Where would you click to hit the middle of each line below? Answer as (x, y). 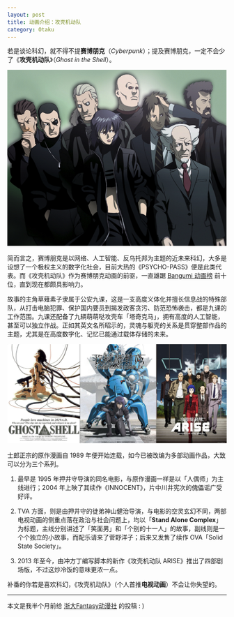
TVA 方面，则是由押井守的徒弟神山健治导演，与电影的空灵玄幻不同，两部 (122, 511)
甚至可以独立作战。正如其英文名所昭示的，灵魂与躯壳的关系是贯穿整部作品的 (117, 325)
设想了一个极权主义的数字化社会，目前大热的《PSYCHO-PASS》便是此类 (111, 267)
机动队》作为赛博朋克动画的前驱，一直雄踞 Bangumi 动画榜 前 (132, 275)
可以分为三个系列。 (35, 464)
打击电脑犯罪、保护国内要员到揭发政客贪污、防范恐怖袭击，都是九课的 (126, 308)
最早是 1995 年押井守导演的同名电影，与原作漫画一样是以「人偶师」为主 (120, 479)
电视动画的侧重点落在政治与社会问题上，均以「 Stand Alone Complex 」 (119, 520)
